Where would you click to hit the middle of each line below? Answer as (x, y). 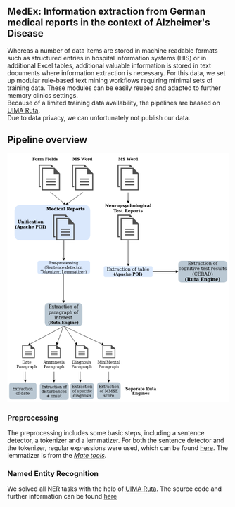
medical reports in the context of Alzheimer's (109, 23)
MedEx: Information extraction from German (107, 12)
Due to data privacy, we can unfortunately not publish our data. (99, 117)
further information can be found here (62, 496)
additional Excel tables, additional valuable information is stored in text (109, 65)
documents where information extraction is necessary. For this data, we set (116, 72)
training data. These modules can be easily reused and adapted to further (114, 88)
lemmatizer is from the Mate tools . (57, 456)
